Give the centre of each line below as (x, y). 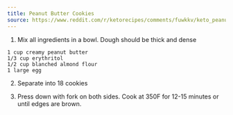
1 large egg (24, 70)
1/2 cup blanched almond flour (52, 64)
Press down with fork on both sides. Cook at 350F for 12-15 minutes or (118, 96)
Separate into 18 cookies (52, 83)
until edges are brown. (49, 103)
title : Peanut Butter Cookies (51, 13)
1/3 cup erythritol (35, 58)
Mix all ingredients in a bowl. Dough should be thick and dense (107, 39)
